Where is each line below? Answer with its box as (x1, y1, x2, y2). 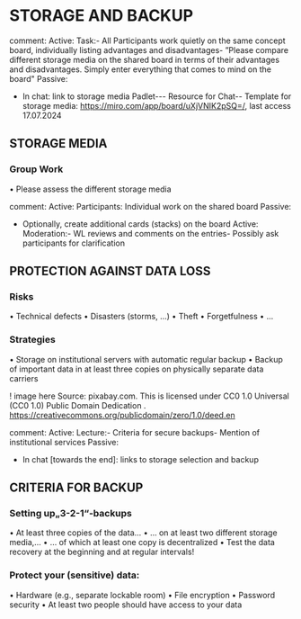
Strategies (9, 334, 56, 346)
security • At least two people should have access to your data (9, 599, 243, 610)
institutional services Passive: (9, 436, 120, 447)
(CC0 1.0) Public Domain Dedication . (9, 399, 146, 410)
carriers (9, 372, 39, 383)
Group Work (9, 163, 64, 175)
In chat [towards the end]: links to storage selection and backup (22, 453, 259, 464)
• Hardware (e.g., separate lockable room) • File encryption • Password (9, 589, 276, 600)
